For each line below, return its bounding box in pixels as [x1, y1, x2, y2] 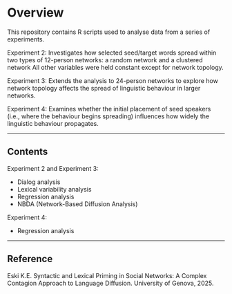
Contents [7, 146, 48, 158]
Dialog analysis [17, 178, 61, 186]
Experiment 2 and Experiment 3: [7, 164, 99, 172]
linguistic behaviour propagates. [7, 119, 99, 127]
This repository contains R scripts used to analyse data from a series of [7, 28, 211, 36]
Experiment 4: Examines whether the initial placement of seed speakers [7, 104, 211, 113]
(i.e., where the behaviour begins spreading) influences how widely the [7, 112, 209, 120]
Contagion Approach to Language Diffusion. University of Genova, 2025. [7, 279, 214, 287]
